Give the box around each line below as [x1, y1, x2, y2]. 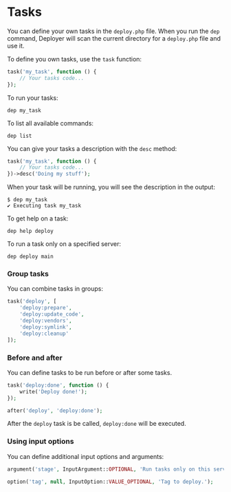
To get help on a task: [7, 214, 69, 223]
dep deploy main [7, 253, 54, 260]
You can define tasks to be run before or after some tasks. [7, 368, 173, 376]
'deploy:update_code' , [19, 311, 85, 318]
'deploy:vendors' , [19, 318, 72, 325]
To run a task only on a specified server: [7, 240, 122, 248]
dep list [7, 132, 32, 139]
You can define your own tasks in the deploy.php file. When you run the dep [7, 27, 220, 35]
